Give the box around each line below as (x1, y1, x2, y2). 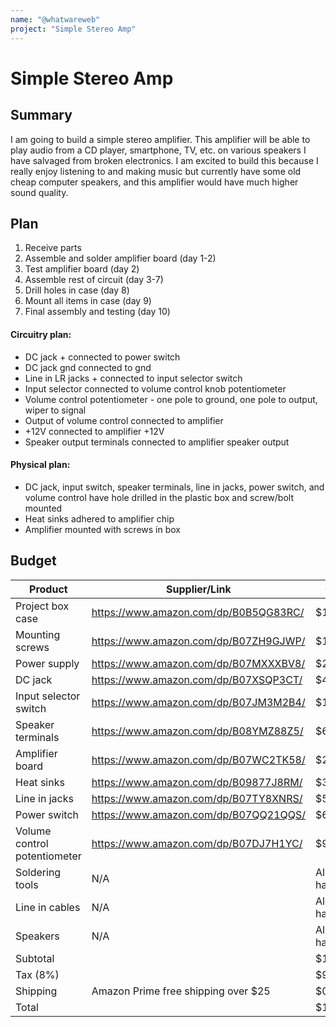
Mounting (15, 627, 61, 641)
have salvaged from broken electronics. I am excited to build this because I (10, 154, 319, 166)
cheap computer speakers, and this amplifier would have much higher (10, 176, 299, 188)
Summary (10, 107, 73, 124)
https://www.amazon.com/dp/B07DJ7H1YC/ (91, 836, 303, 850)
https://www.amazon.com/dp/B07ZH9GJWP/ (91, 634, 306, 648)
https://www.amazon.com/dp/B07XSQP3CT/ (91, 672, 303, 686)
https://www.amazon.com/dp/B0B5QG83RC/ (91, 605, 305, 619)
